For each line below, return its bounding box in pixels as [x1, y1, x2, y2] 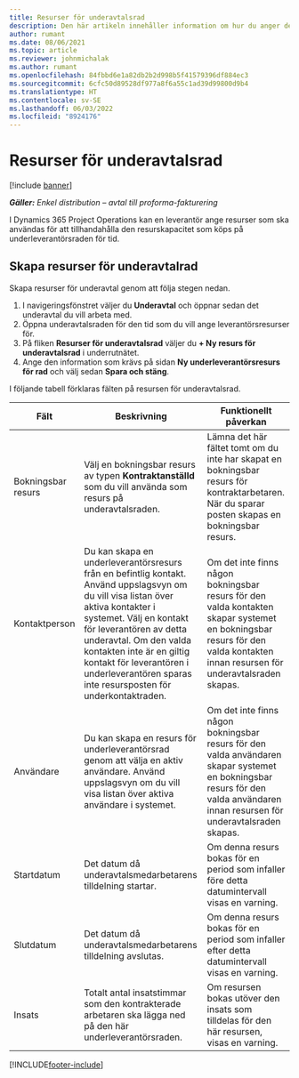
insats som [206, 1002, 253, 1015]
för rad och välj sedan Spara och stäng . [21, 366, 170, 376]
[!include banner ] [9, 180, 73, 191]
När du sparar [206, 497, 265, 510]
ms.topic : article [9, 46, 77, 55]
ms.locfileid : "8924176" [9, 112, 101, 121]
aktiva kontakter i [84, 600, 156, 613]
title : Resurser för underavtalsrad [9, 12, 145, 22]
